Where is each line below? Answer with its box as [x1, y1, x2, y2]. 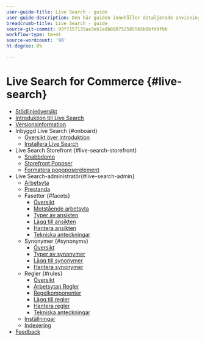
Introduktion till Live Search [15, 114, 84, 121]
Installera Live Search [24, 140, 79, 147]
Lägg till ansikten [33, 218, 76, 225]
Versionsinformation [15, 120, 67, 128]
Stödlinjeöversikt [15, 107, 57, 115]
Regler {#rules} [24, 270, 63, 277]
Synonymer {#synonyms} [24, 237, 88, 245]
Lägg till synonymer [33, 257, 84, 264]
